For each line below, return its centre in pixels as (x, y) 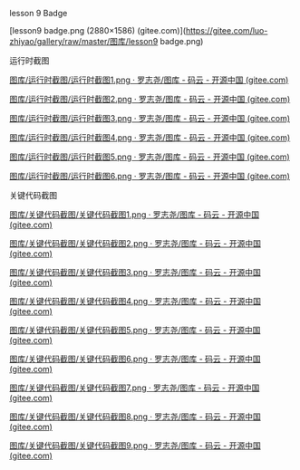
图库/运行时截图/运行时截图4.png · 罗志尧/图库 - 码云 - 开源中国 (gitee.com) (150, 138)
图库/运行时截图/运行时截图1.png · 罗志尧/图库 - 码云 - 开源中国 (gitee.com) (149, 80)
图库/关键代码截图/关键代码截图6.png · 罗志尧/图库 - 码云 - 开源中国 (135, 359)
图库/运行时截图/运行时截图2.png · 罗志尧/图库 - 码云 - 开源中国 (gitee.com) (150, 99)
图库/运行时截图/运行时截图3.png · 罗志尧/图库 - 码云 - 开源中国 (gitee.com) (150, 118)
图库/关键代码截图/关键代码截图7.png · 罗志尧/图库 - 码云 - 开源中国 (135, 388)
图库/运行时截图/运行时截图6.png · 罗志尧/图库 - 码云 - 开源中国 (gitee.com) (150, 176)
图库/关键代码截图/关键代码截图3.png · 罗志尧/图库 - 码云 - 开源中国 (135, 272)
